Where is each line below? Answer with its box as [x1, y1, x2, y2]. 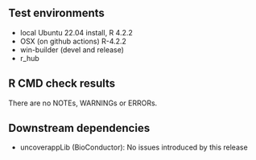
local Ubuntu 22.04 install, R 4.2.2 [19, 27, 133, 37]
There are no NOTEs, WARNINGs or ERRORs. [8, 98, 158, 108]
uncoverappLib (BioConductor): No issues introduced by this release [19, 142, 248, 152]
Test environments [8, 6, 105, 20]
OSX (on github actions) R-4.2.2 [19, 36, 127, 46]
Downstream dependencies [8, 121, 151, 135]
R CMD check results [8, 76, 116, 91]
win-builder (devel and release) [19, 44, 125, 55]
